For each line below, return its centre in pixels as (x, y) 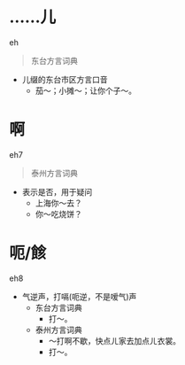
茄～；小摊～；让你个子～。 (86, 90)
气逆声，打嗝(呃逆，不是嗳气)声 (79, 296)
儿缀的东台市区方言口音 (65, 79)
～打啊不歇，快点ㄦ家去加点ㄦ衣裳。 (115, 340)
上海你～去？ (58, 203)
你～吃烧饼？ (58, 214)
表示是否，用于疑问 (57, 191)
